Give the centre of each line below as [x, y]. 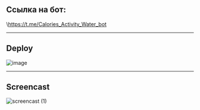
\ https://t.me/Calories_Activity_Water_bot [57, 24]
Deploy [20, 48]
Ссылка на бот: [36, 10]
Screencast [28, 87]
